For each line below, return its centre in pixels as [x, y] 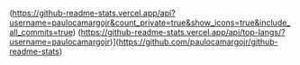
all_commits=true [41, 32]
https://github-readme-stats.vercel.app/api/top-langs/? [183, 32]
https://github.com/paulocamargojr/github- [198, 42]
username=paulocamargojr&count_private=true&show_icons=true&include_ [150, 23]
